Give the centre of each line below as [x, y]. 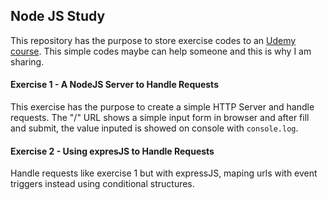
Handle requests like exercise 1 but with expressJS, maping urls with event [164, 173]
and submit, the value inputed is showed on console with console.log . [154, 128]
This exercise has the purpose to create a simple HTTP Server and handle [162, 107]
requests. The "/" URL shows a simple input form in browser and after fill [160, 118]
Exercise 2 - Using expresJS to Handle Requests [112, 151]
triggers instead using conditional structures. [102, 184]
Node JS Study [58, 16]
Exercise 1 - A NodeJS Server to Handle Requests [114, 85]
